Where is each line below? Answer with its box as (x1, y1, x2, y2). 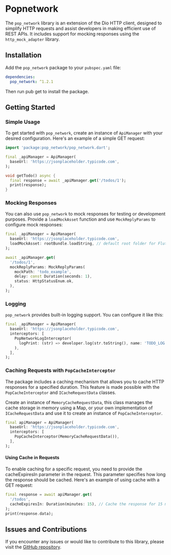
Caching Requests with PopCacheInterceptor (5, 367, 116, 374)
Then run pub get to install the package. (5, 88, 89, 94)
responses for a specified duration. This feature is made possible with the (5, 384, 160, 390)
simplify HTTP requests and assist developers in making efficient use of (5, 25, 156, 31)
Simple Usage (5, 118, 41, 125)
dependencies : (5, 74, 36, 80)
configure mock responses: (5, 222, 63, 228)
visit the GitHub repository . (5, 544, 62, 550)
